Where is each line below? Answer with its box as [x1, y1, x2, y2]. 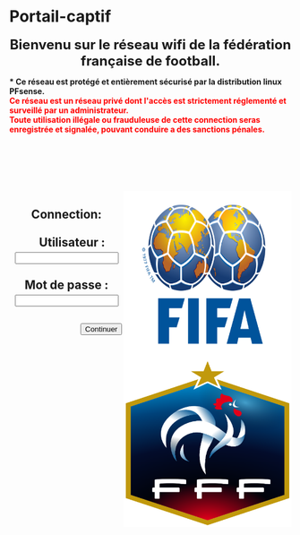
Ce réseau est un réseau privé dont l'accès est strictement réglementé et [9, 95, 287, 106]
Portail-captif [9, 6, 112, 27]
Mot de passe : [24, 278, 109, 293]
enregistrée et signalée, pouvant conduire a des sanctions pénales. [9, 124, 266, 134]
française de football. [80, 52, 221, 69]
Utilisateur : [39, 235, 106, 250]
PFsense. [9, 85, 46, 96]
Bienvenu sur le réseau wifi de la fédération [9, 36, 292, 53]
